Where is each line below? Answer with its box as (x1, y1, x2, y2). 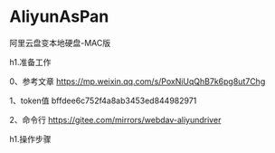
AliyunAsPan (9, 6, 109, 27)
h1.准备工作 (9, 56, 52, 67)
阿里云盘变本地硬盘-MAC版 (9, 37, 111, 48)
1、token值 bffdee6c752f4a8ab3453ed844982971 (9, 95, 197, 106)
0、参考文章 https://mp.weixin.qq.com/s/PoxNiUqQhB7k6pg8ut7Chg (9, 75, 266, 87)
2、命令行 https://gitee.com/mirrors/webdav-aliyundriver (9, 114, 222, 125)
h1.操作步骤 (9, 133, 52, 144)
